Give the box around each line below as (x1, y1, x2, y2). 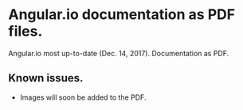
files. (8, 22, 43, 40)
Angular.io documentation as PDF (8, 6, 236, 24)
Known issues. (8, 71, 84, 85)
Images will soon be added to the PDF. (19, 93, 147, 102)
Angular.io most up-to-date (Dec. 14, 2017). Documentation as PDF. (8, 48, 229, 58)
